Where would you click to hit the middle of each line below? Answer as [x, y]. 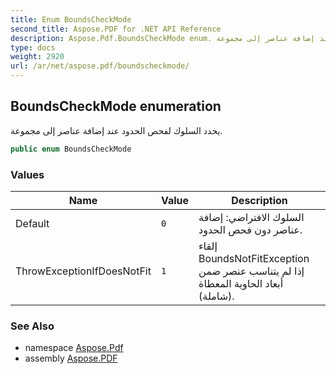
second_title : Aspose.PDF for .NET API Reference [116, 29]
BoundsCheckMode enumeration [116, 106]
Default [32, 223]
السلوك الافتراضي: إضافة [251, 217]
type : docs [33, 47]
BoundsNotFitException [254, 258]
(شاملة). [216, 296]
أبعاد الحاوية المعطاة [241, 283]
